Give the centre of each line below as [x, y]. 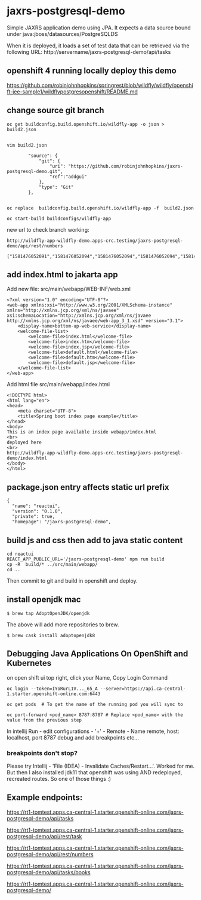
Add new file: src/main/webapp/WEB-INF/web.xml [69, 289]
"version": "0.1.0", [38, 511]
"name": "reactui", [36, 506]
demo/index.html [27, 458]
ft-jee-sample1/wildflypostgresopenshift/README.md [72, 92]
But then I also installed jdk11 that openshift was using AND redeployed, [95, 772]
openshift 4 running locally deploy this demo [92, 71]
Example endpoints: [45, 798]
